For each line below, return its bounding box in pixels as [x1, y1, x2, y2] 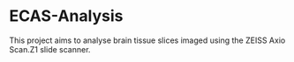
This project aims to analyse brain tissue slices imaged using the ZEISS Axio [9, 35, 286, 45]
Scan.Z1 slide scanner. [9, 44, 91, 54]
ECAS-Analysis [9, 6, 124, 26]
